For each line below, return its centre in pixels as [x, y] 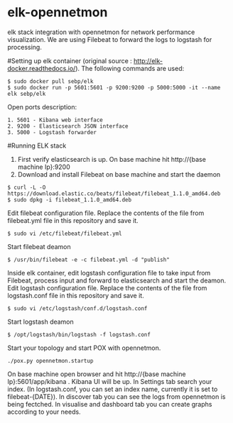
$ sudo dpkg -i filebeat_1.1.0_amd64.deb [70, 199]
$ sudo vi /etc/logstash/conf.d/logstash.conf [77, 308]
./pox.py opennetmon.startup [50, 361]
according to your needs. [44, 412]
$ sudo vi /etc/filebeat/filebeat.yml [65, 234]
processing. [25, 47]
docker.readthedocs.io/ [42, 68]
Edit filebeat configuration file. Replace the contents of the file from [106, 213]
